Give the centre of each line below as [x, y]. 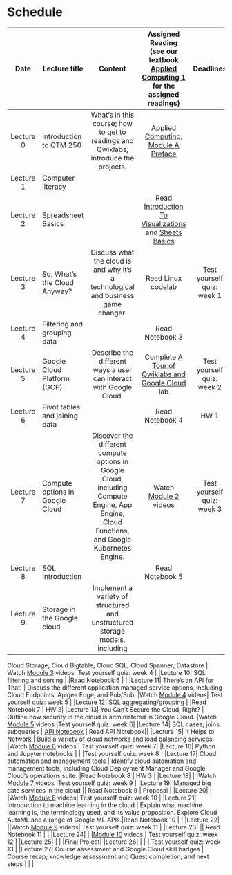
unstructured [113, 622]
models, [113, 639]
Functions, [113, 531]
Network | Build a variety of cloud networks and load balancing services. [111, 739]
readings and [112, 140]
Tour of [164, 365]
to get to [113, 132]
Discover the [113, 435]
